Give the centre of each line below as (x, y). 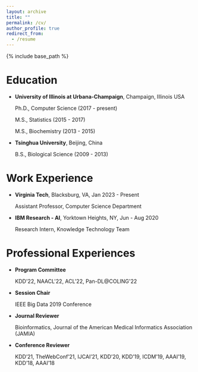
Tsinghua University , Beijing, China (59, 143)
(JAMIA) (25, 333)
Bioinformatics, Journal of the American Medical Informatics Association (103, 327)
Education (32, 80)
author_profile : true (33, 28)
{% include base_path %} (37, 56)
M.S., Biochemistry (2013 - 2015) (55, 131)
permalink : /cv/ (26, 23)
